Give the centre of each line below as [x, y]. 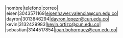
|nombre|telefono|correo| [31, 8]
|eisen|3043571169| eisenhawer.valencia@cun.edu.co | [61, 13]
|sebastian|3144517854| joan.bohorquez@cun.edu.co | [61, 30]
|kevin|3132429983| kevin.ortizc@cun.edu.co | [53, 24]
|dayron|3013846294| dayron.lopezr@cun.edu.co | [57, 19]
